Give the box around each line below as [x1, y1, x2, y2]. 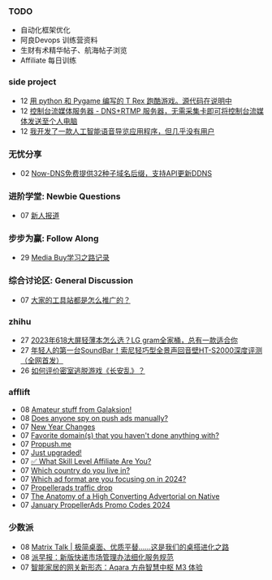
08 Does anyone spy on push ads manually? [19, 414, 169, 423]
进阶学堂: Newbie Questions [8, 191, 121, 202]
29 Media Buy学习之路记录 [19, 253, 110, 263]
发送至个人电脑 [27, 116, 78, 126]
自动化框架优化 [19, 25, 71, 35]
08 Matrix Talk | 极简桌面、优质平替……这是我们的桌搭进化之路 [19, 542, 230, 552]
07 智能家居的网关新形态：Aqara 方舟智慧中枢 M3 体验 [19, 562, 203, 572]
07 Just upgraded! [19, 448, 83, 458]
